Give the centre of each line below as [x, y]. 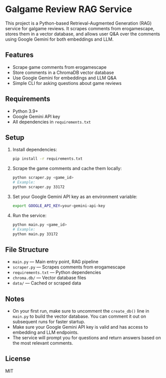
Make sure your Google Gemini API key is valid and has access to [80, 327]
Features [19, 55]
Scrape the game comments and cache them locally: [67, 168]
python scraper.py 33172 [38, 187]
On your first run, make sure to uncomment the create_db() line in [81, 311]
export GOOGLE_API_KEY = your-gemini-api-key [59, 206]
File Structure [27, 250]
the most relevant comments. [43, 343]
